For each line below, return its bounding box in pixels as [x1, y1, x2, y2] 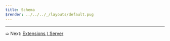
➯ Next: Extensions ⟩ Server [5, 30, 64, 36]
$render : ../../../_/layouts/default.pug [5, 12, 94, 17]
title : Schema [5, 7, 35, 12]
